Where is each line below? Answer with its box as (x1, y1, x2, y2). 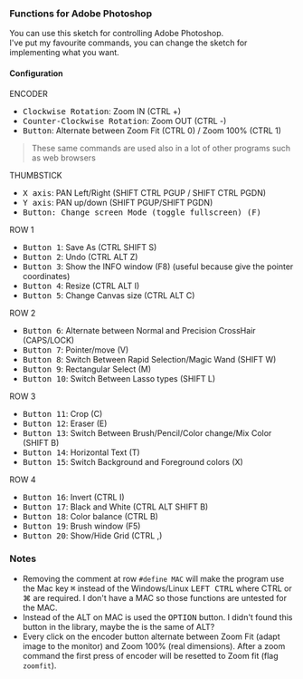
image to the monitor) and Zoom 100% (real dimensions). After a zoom (22, 640, 286, 651)
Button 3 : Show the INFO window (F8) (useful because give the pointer (22, 261, 294, 272)
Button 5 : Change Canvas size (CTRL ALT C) (22, 289, 195, 301)
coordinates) (22, 270, 71, 281)
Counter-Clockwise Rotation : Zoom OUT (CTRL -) (22, 115, 227, 126)
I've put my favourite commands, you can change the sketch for (9, 37, 248, 48)
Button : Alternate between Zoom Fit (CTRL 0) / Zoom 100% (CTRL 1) (22, 125, 282, 136)
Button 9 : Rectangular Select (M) (22, 364, 152, 374)
